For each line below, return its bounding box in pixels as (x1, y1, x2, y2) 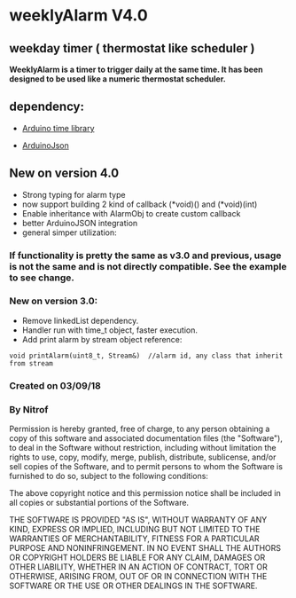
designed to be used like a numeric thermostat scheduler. (9, 74, 226, 84)
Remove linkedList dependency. (21, 315, 139, 326)
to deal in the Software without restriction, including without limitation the (9, 443, 277, 453)
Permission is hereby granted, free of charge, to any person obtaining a (9, 423, 270, 435)
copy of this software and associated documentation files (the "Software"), (9, 433, 284, 444)
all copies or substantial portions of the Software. (9, 498, 189, 508)
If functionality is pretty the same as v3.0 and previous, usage (9, 249, 282, 262)
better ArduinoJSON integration (21, 217, 138, 228)
